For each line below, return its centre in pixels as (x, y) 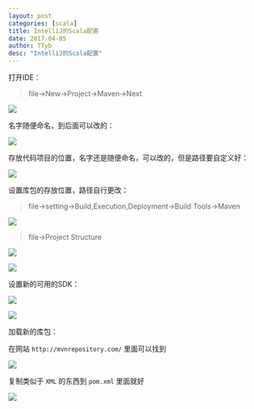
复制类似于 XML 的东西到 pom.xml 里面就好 (77, 381)
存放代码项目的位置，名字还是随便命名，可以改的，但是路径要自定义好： (128, 158)
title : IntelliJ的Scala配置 (54, 31)
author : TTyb (30, 46)
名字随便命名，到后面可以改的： (61, 125)
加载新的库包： (33, 331)
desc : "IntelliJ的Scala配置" (56, 53)
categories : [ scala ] (43, 23)
